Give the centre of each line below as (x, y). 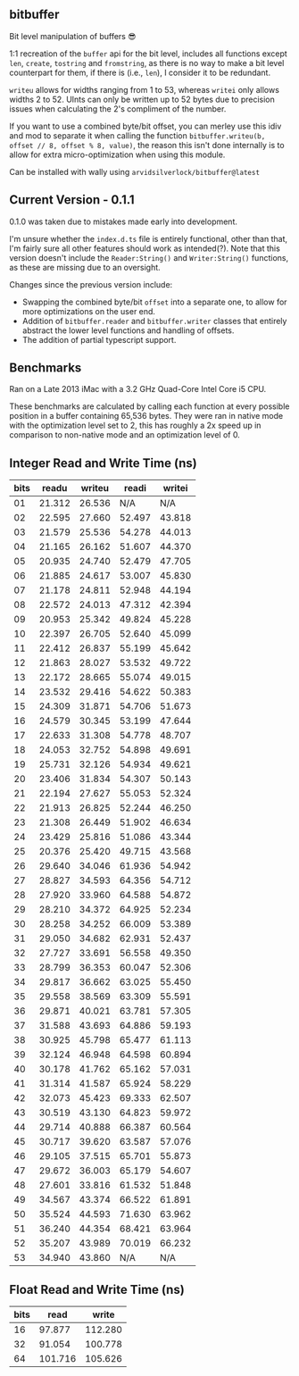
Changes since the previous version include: (91, 284)
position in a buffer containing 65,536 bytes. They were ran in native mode (146, 416)
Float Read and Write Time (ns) (97, 1289)
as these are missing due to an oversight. (85, 267)
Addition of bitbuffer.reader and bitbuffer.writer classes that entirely (154, 321)
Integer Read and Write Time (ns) (104, 463)
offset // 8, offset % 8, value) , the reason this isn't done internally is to (147, 145)
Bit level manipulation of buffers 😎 (73, 36)
